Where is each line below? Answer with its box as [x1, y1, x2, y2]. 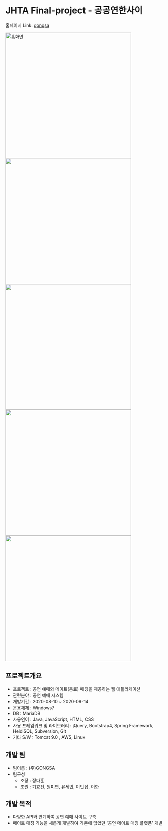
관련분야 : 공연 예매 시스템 [12, 692, 64, 698]
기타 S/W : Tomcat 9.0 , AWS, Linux [12, 734, 86, 740]
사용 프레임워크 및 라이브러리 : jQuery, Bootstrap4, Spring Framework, [12, 722, 154, 728]
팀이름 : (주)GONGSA [12, 765, 55, 771]
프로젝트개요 [5, 672, 42, 680]
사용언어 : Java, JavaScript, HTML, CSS [12, 716, 94, 722]
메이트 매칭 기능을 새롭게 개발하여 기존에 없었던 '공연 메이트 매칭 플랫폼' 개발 [12, 820, 163, 826]
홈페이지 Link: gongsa [5, 22, 49, 28]
